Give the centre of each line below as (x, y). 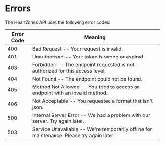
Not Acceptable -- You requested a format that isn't (93, 101)
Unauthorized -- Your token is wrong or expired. (88, 57)
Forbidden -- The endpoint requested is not (83, 64)
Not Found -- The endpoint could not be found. (87, 79)
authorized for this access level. (69, 71)
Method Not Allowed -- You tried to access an (86, 87)
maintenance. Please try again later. (73, 135)
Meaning (95, 37)
